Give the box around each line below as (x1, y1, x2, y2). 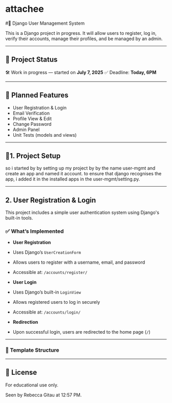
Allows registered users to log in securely (12, 299, 100, 305)
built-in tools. (5, 215, 33, 221)
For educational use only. (5, 381, 59, 388)
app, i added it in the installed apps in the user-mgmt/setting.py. (5, 176, 140, 182)
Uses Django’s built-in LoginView (12, 289, 81, 296)
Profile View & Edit (12, 115, 52, 121)
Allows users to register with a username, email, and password (12, 259, 145, 265)
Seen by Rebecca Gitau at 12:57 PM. (5, 392, 82, 398)
